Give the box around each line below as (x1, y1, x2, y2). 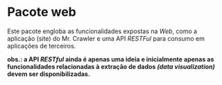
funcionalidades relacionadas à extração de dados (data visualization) (7, 62, 215, 70)
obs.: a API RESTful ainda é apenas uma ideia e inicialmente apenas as (7, 55, 214, 63)
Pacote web (7, 4, 76, 20)
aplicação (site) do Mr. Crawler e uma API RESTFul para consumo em (7, 34, 205, 42)
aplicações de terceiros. (7, 41, 76, 50)
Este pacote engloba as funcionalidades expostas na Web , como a (7, 27, 198, 35)
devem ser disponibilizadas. (7, 70, 90, 78)
